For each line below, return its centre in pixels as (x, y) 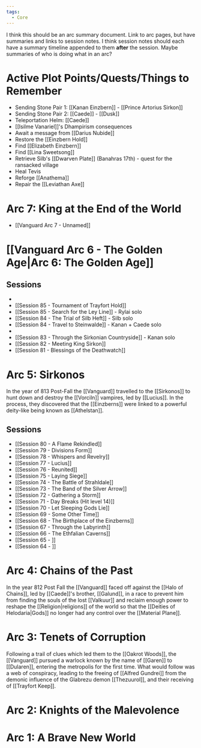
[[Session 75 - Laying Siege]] (51, 476)
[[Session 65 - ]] (35, 540)
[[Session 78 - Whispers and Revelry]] (62, 457)
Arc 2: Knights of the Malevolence (93, 710)
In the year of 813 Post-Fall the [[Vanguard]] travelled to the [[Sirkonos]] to (98, 391)
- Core (20, 17)
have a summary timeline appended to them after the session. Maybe (92, 47)
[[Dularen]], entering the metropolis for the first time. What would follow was (100, 667)
